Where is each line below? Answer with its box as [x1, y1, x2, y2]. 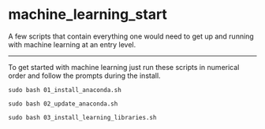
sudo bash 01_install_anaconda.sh [8, 86, 122, 94]
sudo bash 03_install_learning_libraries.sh [8, 113, 157, 121]
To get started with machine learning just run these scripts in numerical [8, 62, 240, 72]
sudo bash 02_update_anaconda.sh [8, 100, 118, 108]
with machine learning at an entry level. [8, 39, 136, 49]
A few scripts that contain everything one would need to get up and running [8, 31, 254, 41]
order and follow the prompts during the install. [8, 71, 161, 80]
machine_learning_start [8, 6, 168, 24]
